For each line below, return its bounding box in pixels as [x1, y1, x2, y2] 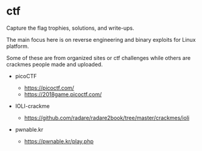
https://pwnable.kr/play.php [24, 138, 94, 145]
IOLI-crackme [15, 102, 50, 110]
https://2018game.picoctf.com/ [24, 90, 102, 98]
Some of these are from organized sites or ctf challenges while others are [6, 54, 191, 61]
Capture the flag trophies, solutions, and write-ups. [6, 24, 135, 32]
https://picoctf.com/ [24, 84, 74, 92]
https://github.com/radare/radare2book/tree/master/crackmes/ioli [24, 114, 190, 121]
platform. [6, 42, 29, 50]
